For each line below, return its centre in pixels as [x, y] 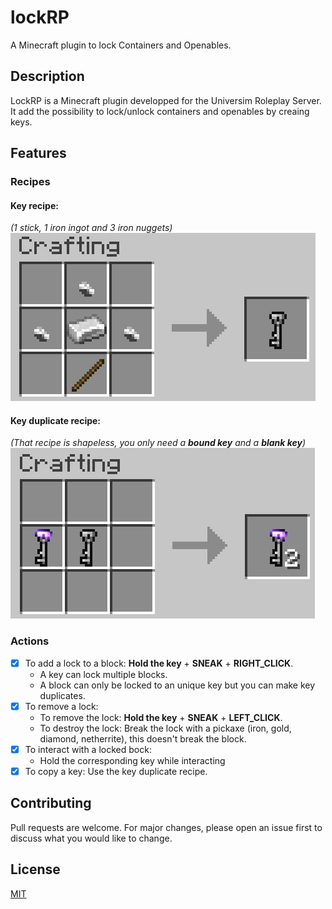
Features [38, 153]
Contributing [51, 803]
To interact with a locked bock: [88, 749]
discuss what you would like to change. [91, 838]
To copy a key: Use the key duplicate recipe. [116, 771]
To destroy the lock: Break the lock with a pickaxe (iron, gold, [165, 728]
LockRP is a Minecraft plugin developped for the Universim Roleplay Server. [166, 100]
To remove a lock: [61, 706]
